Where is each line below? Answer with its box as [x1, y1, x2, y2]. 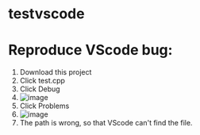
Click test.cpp [19, 76, 66, 86]
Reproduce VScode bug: [8, 41, 173, 60]
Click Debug [19, 84, 61, 94]
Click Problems [19, 101, 70, 111]
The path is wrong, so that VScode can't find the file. [19, 118, 193, 128]
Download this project [19, 67, 92, 77]
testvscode [8, 5, 85, 23]
